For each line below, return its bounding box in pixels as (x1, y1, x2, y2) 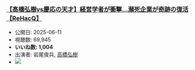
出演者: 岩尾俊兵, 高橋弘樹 (14, 51, 78, 58)
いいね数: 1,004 (14, 43, 53, 51)
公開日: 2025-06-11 (14, 28, 62, 36)
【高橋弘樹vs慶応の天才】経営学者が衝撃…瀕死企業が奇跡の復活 (6, 5, 189, 13)
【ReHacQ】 (6, 14, 43, 22)
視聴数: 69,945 (14, 36, 51, 43)
